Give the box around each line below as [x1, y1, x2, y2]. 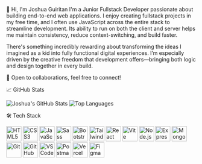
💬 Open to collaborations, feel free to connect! [6, 74, 122, 81]
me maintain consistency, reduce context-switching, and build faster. [6, 31, 178, 39]
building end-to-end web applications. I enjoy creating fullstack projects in [6, 12, 191, 19]
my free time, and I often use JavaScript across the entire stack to [6, 19, 170, 25]
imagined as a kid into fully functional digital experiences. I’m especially [6, 49, 185, 57]
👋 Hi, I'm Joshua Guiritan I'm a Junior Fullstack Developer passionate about [6, 6, 194, 13]
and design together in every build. [6, 62, 93, 69]
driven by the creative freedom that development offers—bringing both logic [6, 56, 196, 63]
